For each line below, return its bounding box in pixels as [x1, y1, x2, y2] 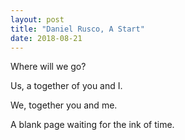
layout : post [10, 14, 65, 25]
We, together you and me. [10, 99, 118, 111]
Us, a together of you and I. [10, 80, 123, 92]
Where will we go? [10, 61, 87, 73]
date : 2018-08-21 [10, 33, 83, 43]
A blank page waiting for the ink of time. [10, 119, 175, 131]
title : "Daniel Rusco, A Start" [10, 24, 145, 34]
